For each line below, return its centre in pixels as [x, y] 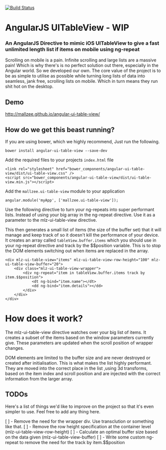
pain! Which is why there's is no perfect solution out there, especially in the [82, 65]
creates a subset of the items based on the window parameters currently [80, 338]
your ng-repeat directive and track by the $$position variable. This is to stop [83, 246]
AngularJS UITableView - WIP [67, 28]
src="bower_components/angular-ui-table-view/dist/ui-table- [87, 178]
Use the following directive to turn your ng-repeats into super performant [80, 210]
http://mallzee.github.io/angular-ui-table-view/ [53, 114]
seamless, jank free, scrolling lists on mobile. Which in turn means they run [82, 81]
